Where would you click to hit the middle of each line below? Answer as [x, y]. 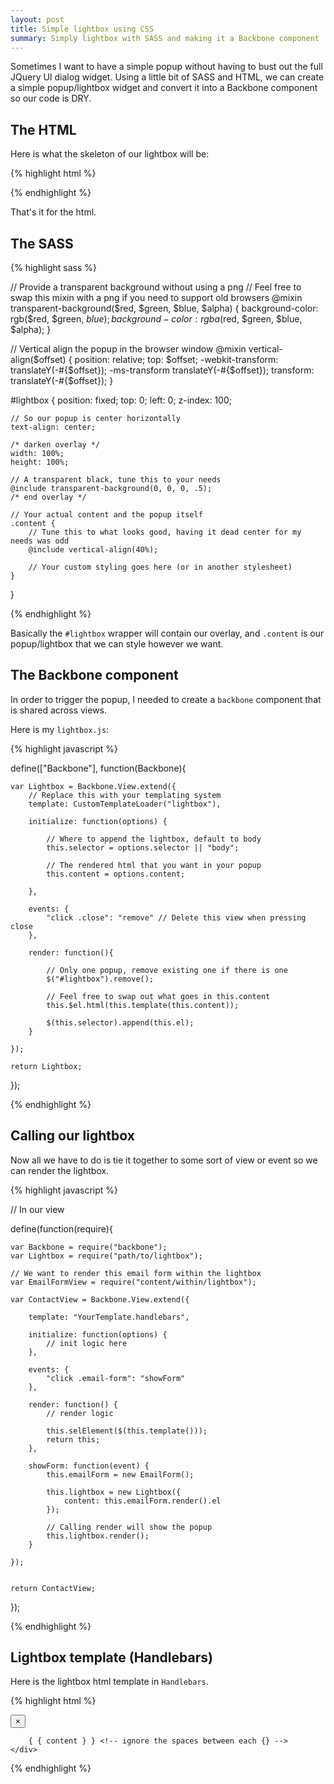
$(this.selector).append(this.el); [120, 1022]
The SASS [42, 243]
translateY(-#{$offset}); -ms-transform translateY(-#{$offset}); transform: [162, 370]
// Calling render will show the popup [129, 1527]
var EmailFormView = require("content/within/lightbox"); [133, 1282]
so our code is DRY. [51, 98]
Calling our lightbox [72, 1136]
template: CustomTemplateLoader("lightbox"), [125, 804]
